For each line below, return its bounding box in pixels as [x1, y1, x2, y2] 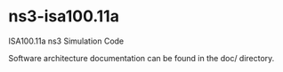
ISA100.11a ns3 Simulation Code [8, 36, 125, 46]
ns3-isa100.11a [8, 6, 119, 27]
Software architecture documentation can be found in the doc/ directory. [8, 52, 275, 63]
